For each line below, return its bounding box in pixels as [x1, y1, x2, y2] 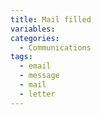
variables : [10, 24, 56, 34]
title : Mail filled [10, 14, 92, 25]
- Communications [19, 42, 92, 53]
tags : [10, 52, 33, 62]
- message [19, 71, 60, 81]
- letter [19, 89, 56, 99]
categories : [10, 33, 60, 43]
